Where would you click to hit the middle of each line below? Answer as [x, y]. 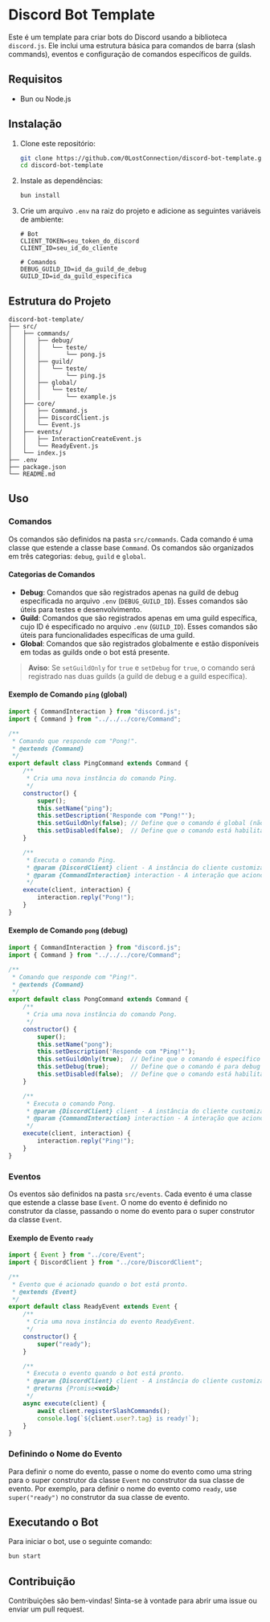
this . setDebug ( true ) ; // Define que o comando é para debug [149, 1067]
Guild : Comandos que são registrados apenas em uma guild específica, [139, 618]
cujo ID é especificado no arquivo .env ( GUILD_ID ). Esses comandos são [139, 626]
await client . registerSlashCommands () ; [104, 1411]
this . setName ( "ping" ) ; [75, 808]
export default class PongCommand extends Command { [98, 999]
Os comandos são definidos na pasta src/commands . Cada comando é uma [131, 539]
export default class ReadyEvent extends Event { [93, 1307]
